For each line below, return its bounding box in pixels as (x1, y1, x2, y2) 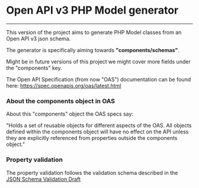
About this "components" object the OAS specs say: (6, 110, 134, 117)
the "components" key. (6, 64, 62, 71)
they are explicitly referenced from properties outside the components (6, 135, 178, 142)
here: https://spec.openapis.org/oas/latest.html (6, 82, 121, 89)
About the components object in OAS (6, 97, 115, 105)
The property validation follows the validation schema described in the (6, 169, 178, 176)
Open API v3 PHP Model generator (6, 4, 179, 17)
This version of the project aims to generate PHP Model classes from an (6, 28, 182, 36)
